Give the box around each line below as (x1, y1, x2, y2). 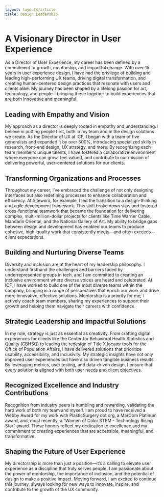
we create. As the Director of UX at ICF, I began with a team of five (5, 134, 140, 140)
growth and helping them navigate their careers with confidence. (5, 303, 136, 309)
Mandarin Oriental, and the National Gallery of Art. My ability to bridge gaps (5, 219, 158, 224)
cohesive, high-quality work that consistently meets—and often (5, 229, 133, 235)
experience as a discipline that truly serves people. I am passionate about (5, 466, 154, 471)
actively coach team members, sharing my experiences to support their (5, 298, 149, 304)
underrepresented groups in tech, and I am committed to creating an (5, 272, 143, 277)
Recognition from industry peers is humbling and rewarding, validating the (5, 402, 155, 408)
